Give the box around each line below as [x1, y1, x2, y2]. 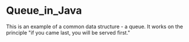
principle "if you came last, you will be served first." [6, 29, 130, 36]
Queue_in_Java [6, 4, 83, 17]
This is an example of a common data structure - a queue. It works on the [6, 23, 183, 30]
